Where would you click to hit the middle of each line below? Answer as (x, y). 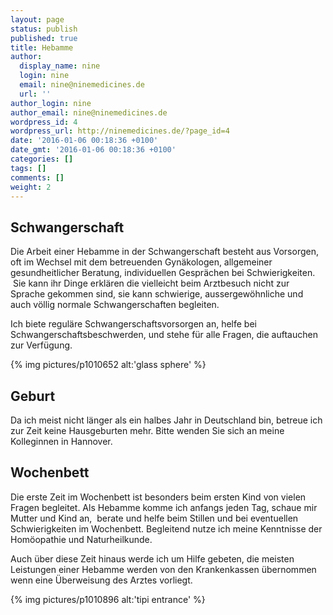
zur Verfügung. (41, 345)
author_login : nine (51, 103)
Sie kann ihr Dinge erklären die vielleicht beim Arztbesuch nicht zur (151, 283)
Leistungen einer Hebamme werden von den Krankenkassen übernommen (163, 569)
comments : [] (37, 177)
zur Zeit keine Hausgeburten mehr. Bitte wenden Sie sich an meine (147, 430)
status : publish (44, 29)
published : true (44, 38)
